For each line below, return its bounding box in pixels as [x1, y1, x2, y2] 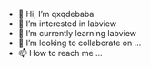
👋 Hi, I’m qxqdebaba [17, 9, 95, 19]
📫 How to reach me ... [17, 48, 103, 58]
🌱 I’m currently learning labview [17, 28, 136, 38]
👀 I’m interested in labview [17, 18, 116, 29]
